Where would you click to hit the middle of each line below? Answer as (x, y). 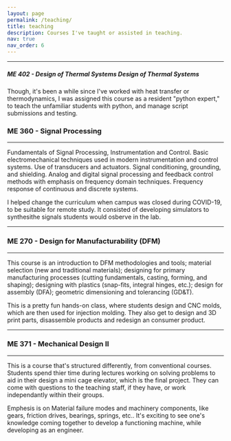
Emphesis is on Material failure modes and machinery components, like (108, 408)
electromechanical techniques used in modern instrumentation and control (113, 160)
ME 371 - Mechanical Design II (58, 344)
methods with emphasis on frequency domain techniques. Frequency (105, 182)
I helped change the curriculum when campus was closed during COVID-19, (114, 202)
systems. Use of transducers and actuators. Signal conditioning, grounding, (114, 167)
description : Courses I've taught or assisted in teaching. (95, 33)
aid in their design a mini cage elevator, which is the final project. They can (113, 380)
